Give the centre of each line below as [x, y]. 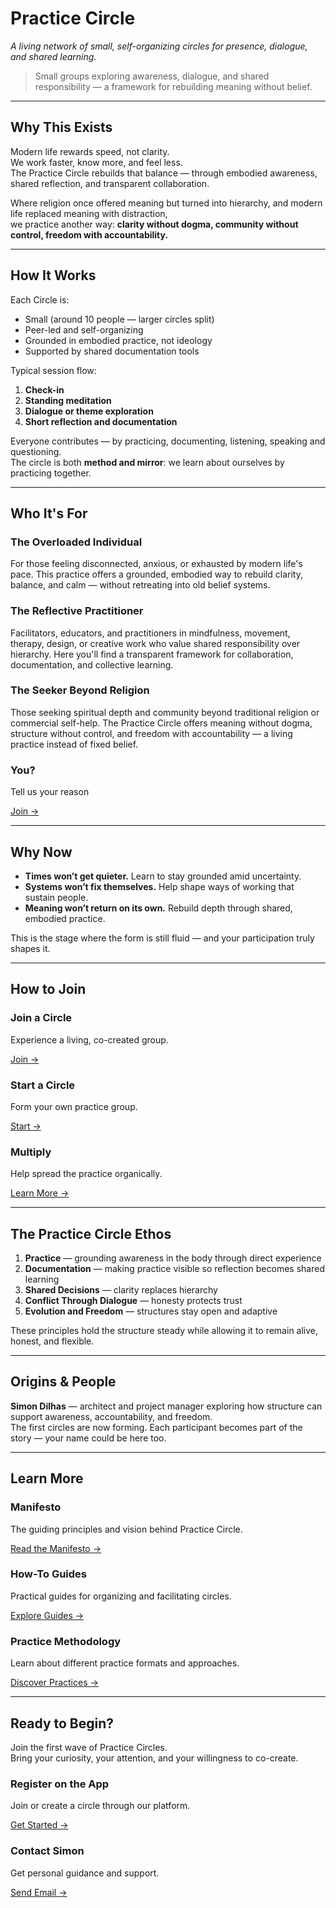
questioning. [36, 451]
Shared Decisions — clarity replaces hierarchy [121, 1290]
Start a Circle [43, 1085]
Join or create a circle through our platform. [100, 1806]
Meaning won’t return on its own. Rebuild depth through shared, [158, 908]
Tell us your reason [50, 792]
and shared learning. [53, 56]
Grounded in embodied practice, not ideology [118, 340]
